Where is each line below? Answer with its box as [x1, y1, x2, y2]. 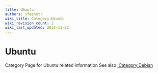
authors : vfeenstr [5, 12, 43, 17]
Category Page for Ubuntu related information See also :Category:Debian [5, 62, 153, 68]
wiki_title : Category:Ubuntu [5, 16, 65, 21]
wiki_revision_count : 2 [5, 20, 54, 26]
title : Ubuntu [5, 7, 34, 12]
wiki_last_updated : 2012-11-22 [5, 25, 69, 30]
